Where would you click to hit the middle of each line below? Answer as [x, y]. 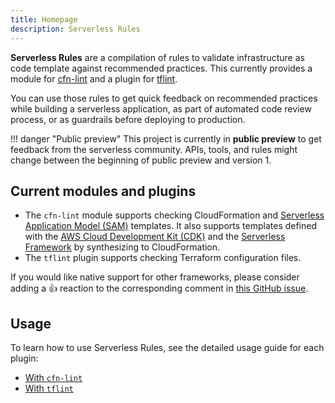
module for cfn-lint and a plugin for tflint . [94, 78]
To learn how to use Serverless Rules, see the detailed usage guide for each [167, 348]
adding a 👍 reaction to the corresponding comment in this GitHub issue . [159, 288]
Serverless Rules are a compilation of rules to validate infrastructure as [157, 57]
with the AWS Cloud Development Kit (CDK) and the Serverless [155, 237]
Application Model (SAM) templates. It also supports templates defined [171, 226]
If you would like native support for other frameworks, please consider [155, 277]
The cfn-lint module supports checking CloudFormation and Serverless [174, 215]
